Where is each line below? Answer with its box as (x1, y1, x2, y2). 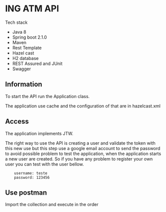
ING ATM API (5, 3, 59, 14)
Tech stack (5, 19, 28, 25)
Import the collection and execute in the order (5, 202, 99, 208)
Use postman (5, 188, 47, 197)
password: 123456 (14, 175, 50, 180)
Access (5, 117, 29, 126)
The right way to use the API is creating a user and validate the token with (5, 140, 156, 146)
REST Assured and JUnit (12, 60, 63, 66)
